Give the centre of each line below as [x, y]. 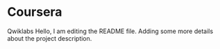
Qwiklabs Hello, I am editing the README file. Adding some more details [110, 31]
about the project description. [50, 38]
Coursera [35, 12]
